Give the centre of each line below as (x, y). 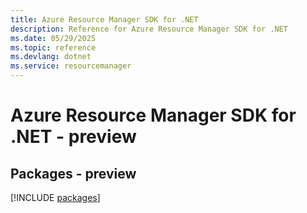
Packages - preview (73, 173)
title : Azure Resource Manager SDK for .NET (104, 19)
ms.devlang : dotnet (51, 57)
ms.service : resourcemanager (71, 66)
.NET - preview (73, 137)
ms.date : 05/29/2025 (53, 38)
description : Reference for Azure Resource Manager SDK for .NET (149, 29)
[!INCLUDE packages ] (55, 197)
